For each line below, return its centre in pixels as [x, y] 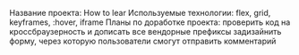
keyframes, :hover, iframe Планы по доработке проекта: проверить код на [150, 22]
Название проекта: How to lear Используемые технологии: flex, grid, [140, 13]
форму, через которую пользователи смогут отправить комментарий [143, 41]
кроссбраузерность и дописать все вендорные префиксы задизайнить [145, 31]
